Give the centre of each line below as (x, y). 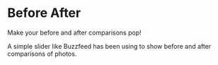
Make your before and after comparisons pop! (74, 32)
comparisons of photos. (42, 54)
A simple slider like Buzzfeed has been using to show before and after (109, 46)
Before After (44, 13)
